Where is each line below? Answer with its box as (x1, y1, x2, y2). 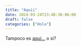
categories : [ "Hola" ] (5, 21, 51, 27)
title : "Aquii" (5, 7, 38, 13)
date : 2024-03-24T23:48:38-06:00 (5, 12, 76, 17)
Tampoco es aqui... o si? (5, 35, 57, 41)
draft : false (5, 17, 33, 22)
